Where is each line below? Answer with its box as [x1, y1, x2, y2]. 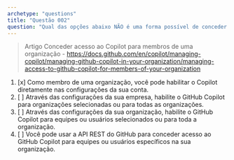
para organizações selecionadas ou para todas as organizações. [17, 101, 205, 109]
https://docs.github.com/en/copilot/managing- [66, 50, 201, 58]
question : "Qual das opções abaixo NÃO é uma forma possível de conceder [7, 23, 228, 30]
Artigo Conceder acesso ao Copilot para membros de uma [24, 43, 193, 51]
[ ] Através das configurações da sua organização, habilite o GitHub [17, 108, 214, 116]
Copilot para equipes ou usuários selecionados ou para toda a [17, 115, 198, 124]
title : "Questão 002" [7, 17, 71, 24]
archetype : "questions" [7, 10, 77, 17]
